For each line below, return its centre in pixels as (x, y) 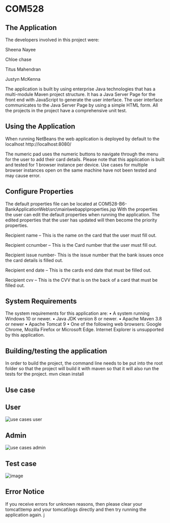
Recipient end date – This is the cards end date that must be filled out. (78, 270)
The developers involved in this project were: (52, 40)
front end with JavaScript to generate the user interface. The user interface (84, 100)
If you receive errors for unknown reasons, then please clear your (74, 504)
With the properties (138, 209)
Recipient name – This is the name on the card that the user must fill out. (81, 235)
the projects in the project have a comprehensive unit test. (66, 110)
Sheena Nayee (21, 50)
